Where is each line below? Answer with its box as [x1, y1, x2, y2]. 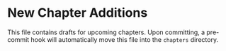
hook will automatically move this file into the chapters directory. [30, 35, 218, 43]
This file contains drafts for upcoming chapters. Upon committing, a [7, 28, 205, 36]
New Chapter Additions [7, 5, 148, 21]
